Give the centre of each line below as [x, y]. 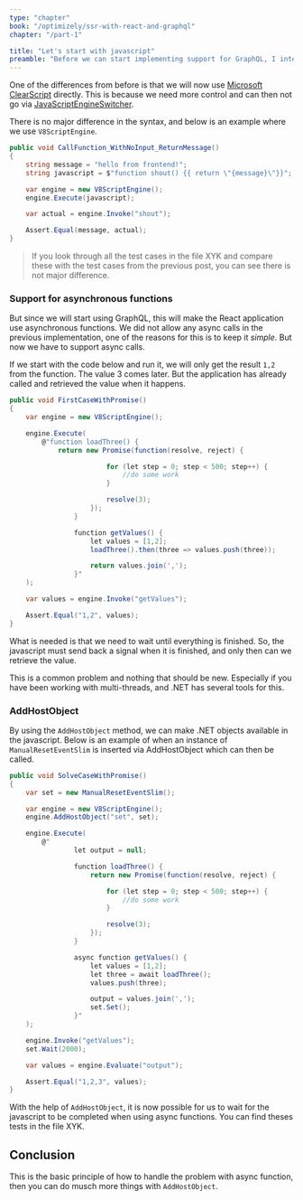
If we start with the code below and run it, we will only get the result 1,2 [142, 365]
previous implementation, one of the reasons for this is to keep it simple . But [151, 337]
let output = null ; [110, 850]
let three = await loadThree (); [151, 974]
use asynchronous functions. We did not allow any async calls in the [136, 328]
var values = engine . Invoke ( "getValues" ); [106, 599]
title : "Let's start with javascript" [82, 51]
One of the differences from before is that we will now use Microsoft [136, 85]
